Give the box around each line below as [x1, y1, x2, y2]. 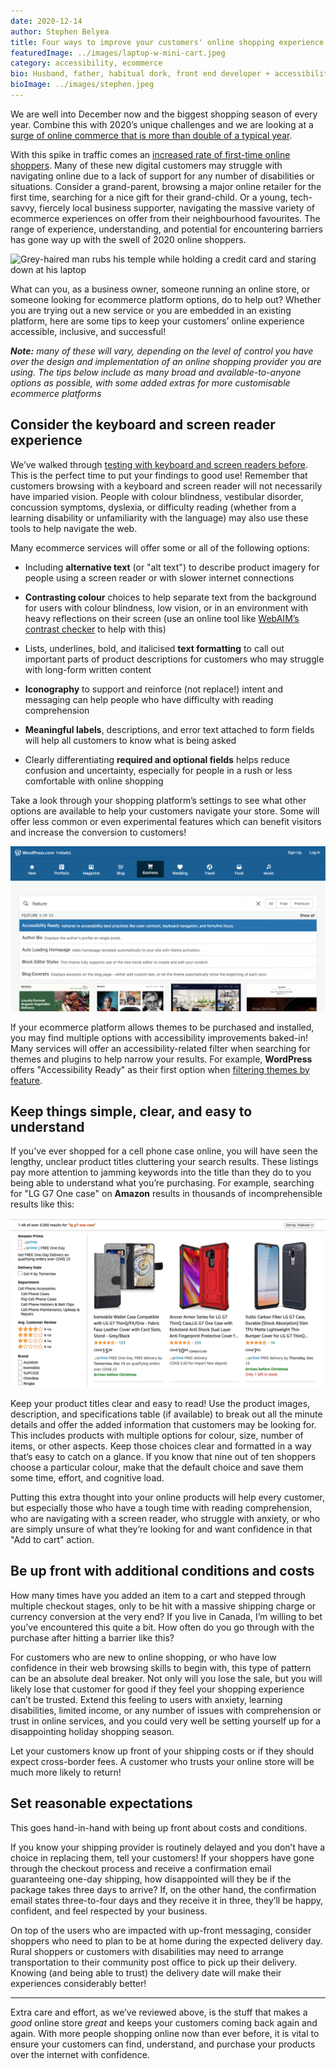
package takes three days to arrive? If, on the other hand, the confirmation [10, 1883, 317, 1895]
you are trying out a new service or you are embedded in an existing [10, 304, 292, 316]
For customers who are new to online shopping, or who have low [10, 1651, 277, 1663]
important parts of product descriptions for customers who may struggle [24, 653, 325, 665]
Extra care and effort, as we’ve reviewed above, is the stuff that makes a [10, 2006, 308, 2018]
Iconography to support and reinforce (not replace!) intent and [24, 683, 284, 695]
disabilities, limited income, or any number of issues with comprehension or [10, 1704, 322, 1716]
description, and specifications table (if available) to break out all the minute [10, 1408, 323, 1420]
